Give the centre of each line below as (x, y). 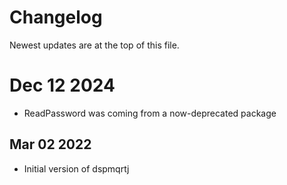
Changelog (56, 17)
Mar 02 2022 (50, 144)
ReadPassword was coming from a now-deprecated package (150, 113)
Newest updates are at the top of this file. (94, 45)
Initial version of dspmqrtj (76, 168)
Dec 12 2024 (62, 85)
